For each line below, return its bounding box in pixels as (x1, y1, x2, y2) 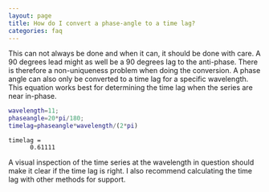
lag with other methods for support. (8, 174, 126, 184)
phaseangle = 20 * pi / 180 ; (8, 114, 84, 123)
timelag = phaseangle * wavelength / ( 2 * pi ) (8, 122, 138, 130)
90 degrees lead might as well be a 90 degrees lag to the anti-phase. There (8, 57, 259, 67)
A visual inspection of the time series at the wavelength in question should (8, 157, 255, 167)
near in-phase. (8, 92, 58, 101)
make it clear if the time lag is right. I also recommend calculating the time (8, 166, 253, 175)
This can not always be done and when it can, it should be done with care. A (8, 49, 261, 59)
